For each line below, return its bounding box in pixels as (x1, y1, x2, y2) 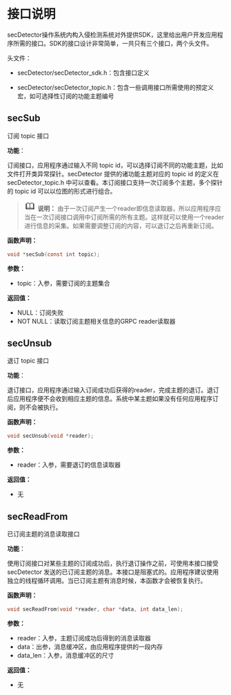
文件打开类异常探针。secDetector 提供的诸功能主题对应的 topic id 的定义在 (7, 169, 219, 178)
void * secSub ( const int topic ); (7, 250, 100, 258)
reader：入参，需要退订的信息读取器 (17, 461, 121, 469)
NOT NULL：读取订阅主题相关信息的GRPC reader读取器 (17, 317, 176, 325)
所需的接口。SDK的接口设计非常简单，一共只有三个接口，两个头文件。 (12, 39, 213, 47)
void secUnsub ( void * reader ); (7, 433, 94, 440)
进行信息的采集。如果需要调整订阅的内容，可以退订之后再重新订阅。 (23, 221, 218, 230)
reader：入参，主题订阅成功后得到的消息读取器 (17, 634, 151, 642)
